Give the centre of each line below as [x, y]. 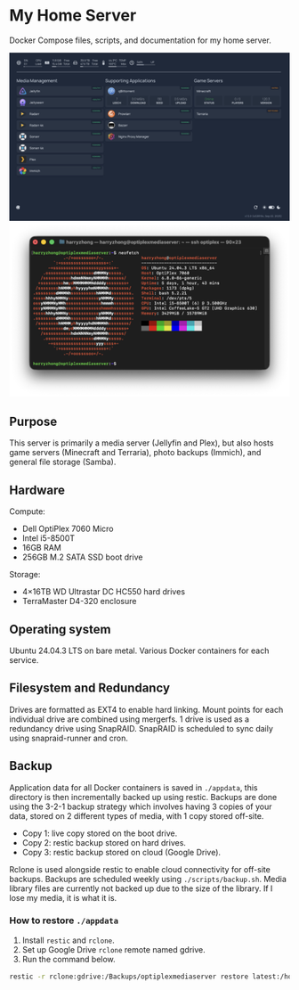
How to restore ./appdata [64, 920]
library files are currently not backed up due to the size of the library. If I [141, 888]
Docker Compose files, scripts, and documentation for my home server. [140, 40]
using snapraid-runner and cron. [69, 738]
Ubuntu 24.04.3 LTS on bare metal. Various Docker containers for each [139, 650]
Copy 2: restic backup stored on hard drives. [104, 842]
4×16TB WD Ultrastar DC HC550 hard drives [103, 592]
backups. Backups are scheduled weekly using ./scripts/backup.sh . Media [148, 879]
